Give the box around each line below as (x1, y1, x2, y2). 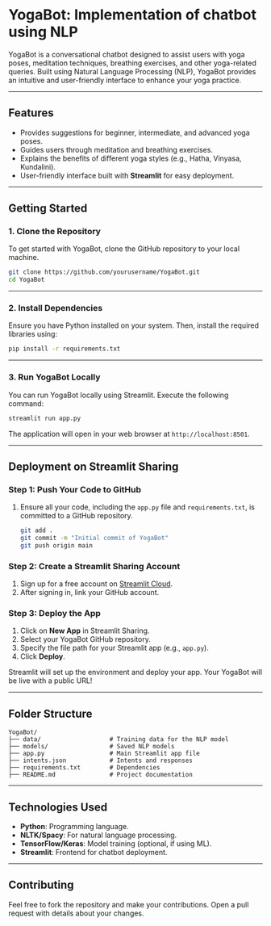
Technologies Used (8, 800, 107, 814)
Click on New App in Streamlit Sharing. (19, 626, 150, 635)
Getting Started (8, 202, 88, 216)
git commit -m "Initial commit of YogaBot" (19, 534, 169, 543)
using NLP (8, 23, 78, 41)
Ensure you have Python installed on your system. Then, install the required (8, 321, 260, 330)
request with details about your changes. (8, 908, 144, 918)
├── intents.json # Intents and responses (8, 756, 194, 765)
